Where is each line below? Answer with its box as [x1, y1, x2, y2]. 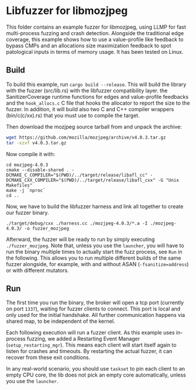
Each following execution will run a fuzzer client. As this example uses [6, 329, 175, 336]
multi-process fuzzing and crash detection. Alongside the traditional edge [6, 29, 184, 36]
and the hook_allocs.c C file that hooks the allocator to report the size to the [6, 99, 190, 106]
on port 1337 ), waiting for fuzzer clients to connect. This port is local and [6, 305, 181, 312]
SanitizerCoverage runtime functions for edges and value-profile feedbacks [6, 93, 189, 100]
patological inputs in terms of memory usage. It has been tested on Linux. [6, 48, 184, 55]
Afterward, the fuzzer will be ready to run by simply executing [6, 236, 155, 243]
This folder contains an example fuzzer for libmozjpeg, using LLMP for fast [6, 23, 186, 30]
